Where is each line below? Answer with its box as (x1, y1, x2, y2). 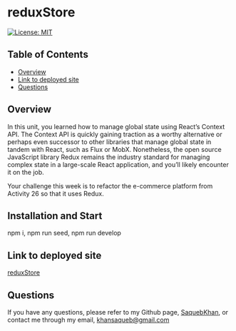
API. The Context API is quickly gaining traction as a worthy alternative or (7, 130, 222, 138)
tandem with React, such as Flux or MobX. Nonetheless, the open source (7, 145, 222, 153)
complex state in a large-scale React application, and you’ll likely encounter (7, 160, 230, 168)
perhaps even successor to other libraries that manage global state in (7, 137, 212, 146)
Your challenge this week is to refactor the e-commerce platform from (7, 181, 213, 190)
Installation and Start (7, 210, 103, 222)
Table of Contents (7, 49, 89, 61)
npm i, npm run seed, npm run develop (7, 229, 121, 238)
